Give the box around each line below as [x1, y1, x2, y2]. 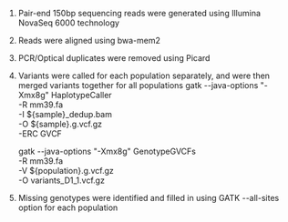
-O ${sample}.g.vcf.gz [17, 118, 103, 129]
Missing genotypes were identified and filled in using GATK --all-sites [17, 193, 280, 203]
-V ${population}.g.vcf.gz [17, 166, 114, 176]
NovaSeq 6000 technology [17, 17, 120, 28]
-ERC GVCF [17, 128, 62, 139]
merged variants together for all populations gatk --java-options [17, 80, 259, 90]
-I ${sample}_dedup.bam [17, 109, 112, 119]
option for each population [17, 202, 118, 213]
